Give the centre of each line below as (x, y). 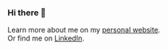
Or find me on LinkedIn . (46, 38)
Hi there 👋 (27, 13)
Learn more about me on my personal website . (84, 30)
